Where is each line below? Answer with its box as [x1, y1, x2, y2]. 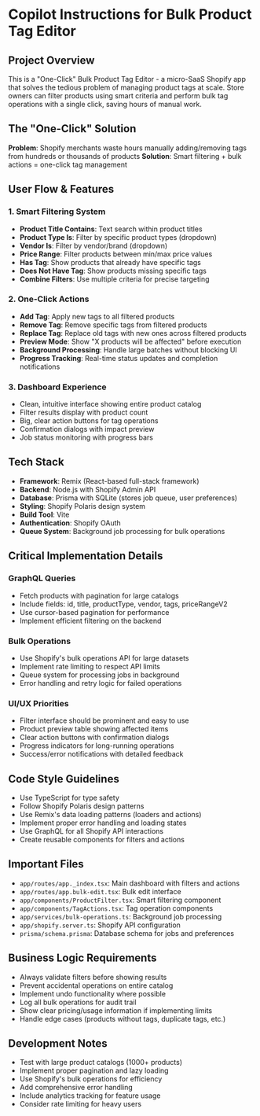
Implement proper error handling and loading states [19, 818, 187, 827]
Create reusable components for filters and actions [19, 835, 185, 844]
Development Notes [8, 1037, 108, 1051]
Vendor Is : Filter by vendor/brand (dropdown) [19, 241, 168, 250]
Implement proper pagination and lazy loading [19, 1066, 169, 1075]
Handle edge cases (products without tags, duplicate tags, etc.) [19, 1014, 226, 1023]
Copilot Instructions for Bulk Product [8, 6, 253, 24]
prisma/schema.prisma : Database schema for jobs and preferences [19, 928, 234, 937]
